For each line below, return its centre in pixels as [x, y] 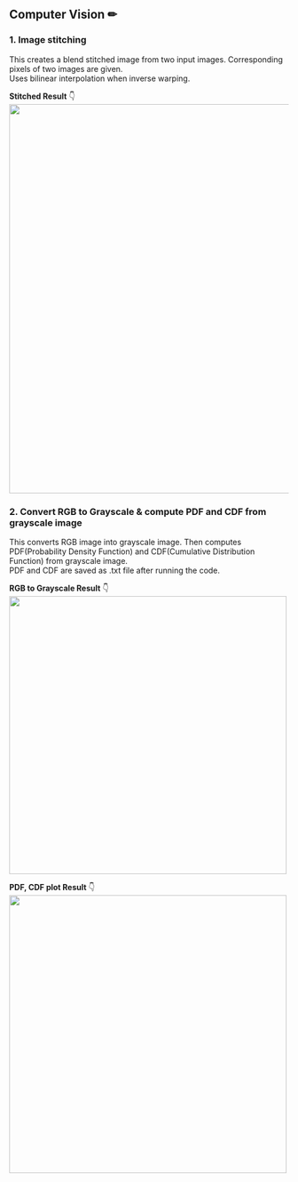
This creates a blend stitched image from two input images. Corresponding [146, 59]
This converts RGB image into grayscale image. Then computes [125, 542]
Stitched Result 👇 [42, 96]
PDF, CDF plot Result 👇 [52, 887]
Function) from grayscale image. [69, 560]
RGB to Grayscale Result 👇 [59, 588]
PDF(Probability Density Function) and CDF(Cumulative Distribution [132, 551]
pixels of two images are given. [66, 68]
